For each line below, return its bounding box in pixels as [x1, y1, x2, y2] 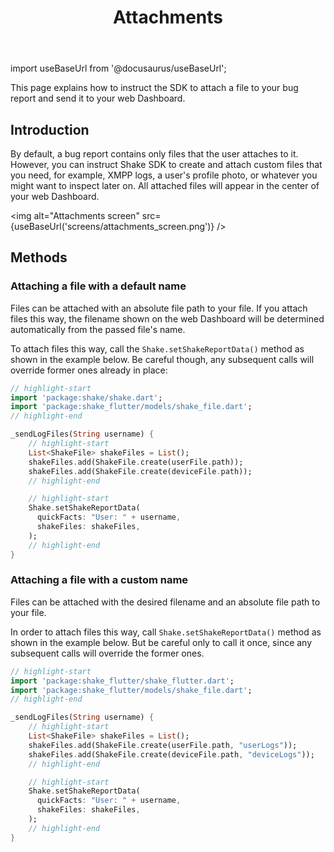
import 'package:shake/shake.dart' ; [10, 392, 163, 403]
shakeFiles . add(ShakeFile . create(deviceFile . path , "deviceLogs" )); [28, 749, 315, 760]
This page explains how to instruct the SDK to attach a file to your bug [10, 82, 299, 94]
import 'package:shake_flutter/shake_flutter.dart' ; [10, 676, 235, 686]
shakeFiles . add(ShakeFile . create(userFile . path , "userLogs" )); [28, 740, 298, 750]
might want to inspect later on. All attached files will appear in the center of [10, 180, 320, 191]
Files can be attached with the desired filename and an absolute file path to [10, 596, 321, 608]
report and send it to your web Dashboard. [10, 92, 186, 105]
